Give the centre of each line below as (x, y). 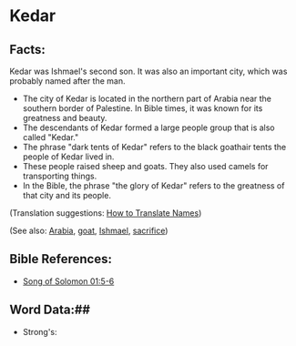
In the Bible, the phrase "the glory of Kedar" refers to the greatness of (153, 186)
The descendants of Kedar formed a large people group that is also (148, 127)
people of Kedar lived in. (68, 157)
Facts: (27, 50)
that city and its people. (67, 195)
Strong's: (40, 331)
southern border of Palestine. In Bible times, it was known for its (143, 108)
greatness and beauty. (65, 118)
